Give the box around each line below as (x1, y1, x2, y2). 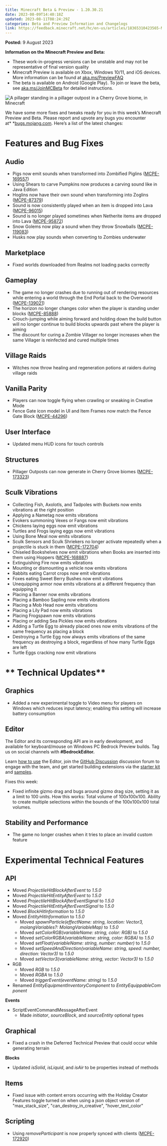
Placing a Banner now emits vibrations (12, 591, 91, 597)
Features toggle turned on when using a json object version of (12, 1098, 140, 1104)
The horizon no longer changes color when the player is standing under (12, 305, 160, 311)
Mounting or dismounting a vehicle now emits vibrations (12, 565, 128, 571)
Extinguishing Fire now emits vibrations (12, 559, 93, 565)
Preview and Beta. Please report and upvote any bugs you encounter (5, 115, 146, 121)
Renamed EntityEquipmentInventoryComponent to (12, 982, 115, 988)
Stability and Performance (5, 819, 88, 827)
